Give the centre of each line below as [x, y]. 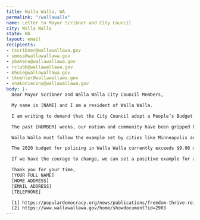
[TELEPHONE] [26, 192]
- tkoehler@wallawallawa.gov [42, 78]
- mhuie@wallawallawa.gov [38, 73]
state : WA [18, 34]
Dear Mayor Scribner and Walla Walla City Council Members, [87, 95]
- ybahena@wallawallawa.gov [41, 61]
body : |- [17, 89]
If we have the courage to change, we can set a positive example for [101, 159]
